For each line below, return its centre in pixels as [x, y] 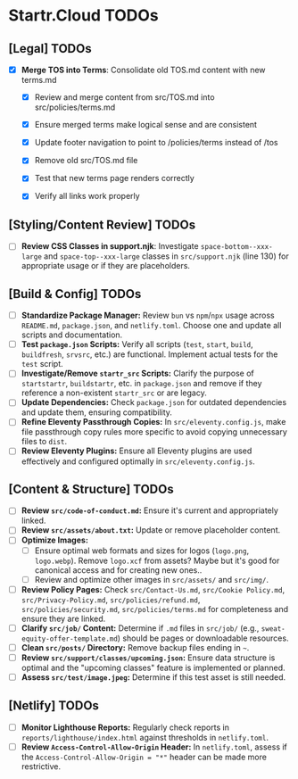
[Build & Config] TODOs [75, 294]
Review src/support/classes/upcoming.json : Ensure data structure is [148, 658]
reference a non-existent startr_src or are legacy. [114, 393]
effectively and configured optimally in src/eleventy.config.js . [138, 461]
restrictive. [41, 766]
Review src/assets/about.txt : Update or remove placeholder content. [151, 530]
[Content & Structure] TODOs [91, 489]
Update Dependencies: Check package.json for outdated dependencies [154, 402]
